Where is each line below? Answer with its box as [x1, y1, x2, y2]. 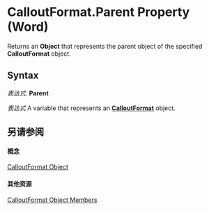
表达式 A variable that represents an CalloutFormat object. [7, 104, 176, 112]
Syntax [7, 70, 39, 81]
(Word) [7, 19, 49, 35]
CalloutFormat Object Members [7, 196, 98, 204]
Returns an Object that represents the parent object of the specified [7, 42, 203, 50]
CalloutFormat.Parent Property [7, 4, 190, 20]
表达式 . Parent [7, 88, 49, 97]
